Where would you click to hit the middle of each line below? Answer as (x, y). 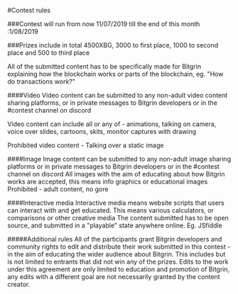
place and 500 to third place (49, 53)
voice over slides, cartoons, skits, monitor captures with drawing (102, 131)
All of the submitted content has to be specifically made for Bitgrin (104, 66)
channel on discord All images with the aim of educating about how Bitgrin (116, 174)
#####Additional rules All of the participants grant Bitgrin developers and (115, 239)
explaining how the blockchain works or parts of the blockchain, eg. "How (115, 74)
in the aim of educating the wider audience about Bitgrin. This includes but (117, 254)
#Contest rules (29, 10)
